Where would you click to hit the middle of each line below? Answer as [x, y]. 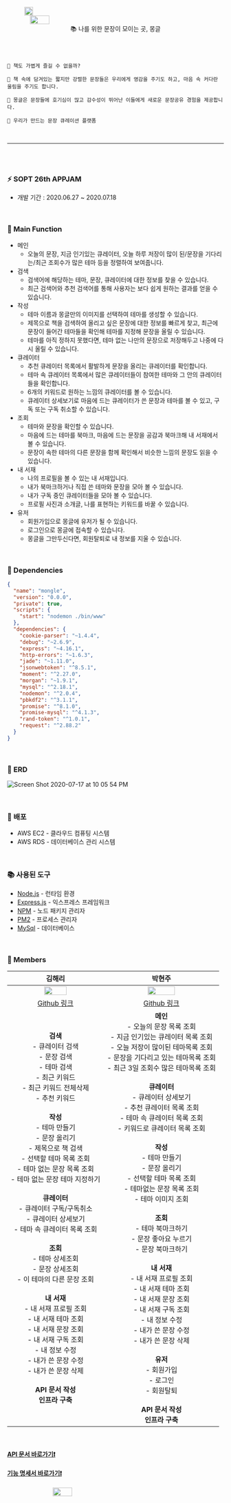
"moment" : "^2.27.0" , [50, 674]
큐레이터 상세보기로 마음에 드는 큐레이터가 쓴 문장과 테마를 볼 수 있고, [120, 400]
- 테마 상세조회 [55, 1258]
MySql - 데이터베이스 [46, 927]
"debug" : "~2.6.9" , [47, 642]
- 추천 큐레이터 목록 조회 [161, 1108]
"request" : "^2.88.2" [50, 726]
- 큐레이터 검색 [55, 1046]
